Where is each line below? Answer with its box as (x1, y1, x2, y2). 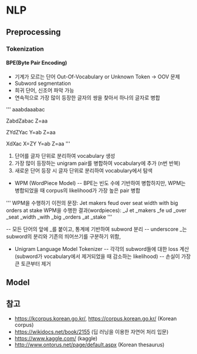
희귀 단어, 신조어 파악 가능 (14, 87, 74, 94)
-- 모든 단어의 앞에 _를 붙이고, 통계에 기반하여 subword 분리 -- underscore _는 (6, 225, 188, 233)
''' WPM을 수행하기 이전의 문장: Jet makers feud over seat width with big (6, 199, 178, 206)
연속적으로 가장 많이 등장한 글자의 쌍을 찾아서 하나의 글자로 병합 (14, 94, 160, 101)
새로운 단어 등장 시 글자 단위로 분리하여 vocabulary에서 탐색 (14, 167, 153, 174)
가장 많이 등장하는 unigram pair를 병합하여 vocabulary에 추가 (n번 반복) (14, 160, 181, 167)
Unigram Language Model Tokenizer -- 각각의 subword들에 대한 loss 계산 (14, 245, 189, 252)
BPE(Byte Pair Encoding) (6, 59, 67, 67)
